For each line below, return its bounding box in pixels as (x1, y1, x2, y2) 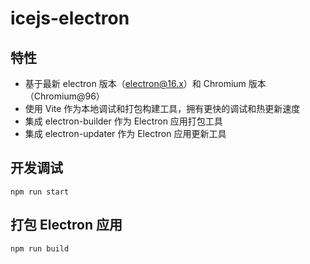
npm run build (10, 243, 70, 254)
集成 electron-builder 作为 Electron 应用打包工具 (24, 115, 223, 127)
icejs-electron (10, 7, 130, 30)
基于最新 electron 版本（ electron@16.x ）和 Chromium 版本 (24, 78, 267, 89)
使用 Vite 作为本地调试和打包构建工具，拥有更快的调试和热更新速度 (24, 103, 301, 114)
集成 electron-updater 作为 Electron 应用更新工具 (24, 128, 227, 139)
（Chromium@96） (24, 90, 105, 102)
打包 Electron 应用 (10, 217, 123, 234)
